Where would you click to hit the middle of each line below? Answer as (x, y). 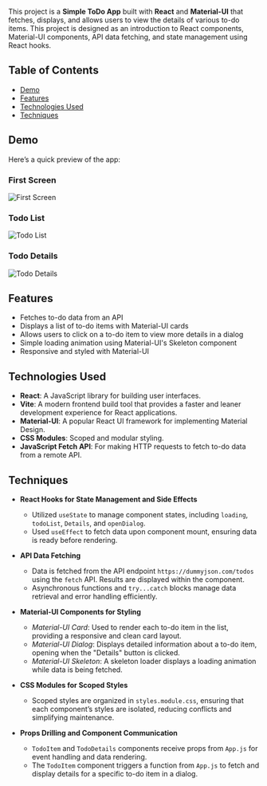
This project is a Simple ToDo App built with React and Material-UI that (126, 12)
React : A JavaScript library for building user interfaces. (110, 396)
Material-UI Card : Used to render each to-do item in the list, (130, 627)
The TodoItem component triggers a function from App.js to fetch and (145, 765)
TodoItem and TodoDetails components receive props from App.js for (145, 748)
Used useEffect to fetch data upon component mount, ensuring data (144, 531)
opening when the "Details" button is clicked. (106, 652)
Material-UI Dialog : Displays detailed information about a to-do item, (144, 644)
